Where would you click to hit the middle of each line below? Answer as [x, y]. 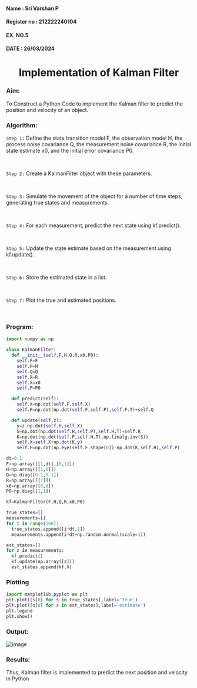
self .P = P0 [29, 388]
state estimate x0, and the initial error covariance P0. [70, 151]
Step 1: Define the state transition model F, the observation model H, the [94, 138]
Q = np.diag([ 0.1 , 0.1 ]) [33, 475]
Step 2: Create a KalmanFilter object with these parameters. [79, 173]
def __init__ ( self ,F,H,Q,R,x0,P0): [55, 355]
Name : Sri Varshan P [32, 8]
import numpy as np [30, 339]
